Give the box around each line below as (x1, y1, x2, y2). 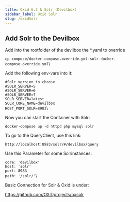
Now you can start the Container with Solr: (5, 115, 90, 121)
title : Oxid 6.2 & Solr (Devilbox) (5, 7, 77, 12)
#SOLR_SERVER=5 (5, 84, 36, 89)
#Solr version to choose (5, 80, 55, 85)
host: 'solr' (5, 164, 32, 169)
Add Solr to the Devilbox (5, 34, 80, 42)
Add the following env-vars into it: (5, 70, 73, 76)
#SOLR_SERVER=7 (5, 92, 36, 97)
